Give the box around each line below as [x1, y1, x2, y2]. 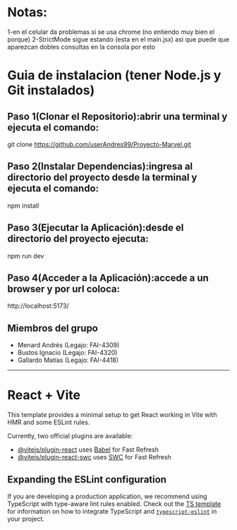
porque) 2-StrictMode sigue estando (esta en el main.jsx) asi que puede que [7, 35, 229, 43]
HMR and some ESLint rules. [7, 418, 90, 427]
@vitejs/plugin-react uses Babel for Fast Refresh [17, 445, 159, 454]
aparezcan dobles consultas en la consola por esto [7, 42, 156, 51]
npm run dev [7, 251, 44, 260]
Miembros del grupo [7, 322, 99, 334]
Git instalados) [7, 83, 95, 99]
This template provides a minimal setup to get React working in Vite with [7, 411, 217, 419]
